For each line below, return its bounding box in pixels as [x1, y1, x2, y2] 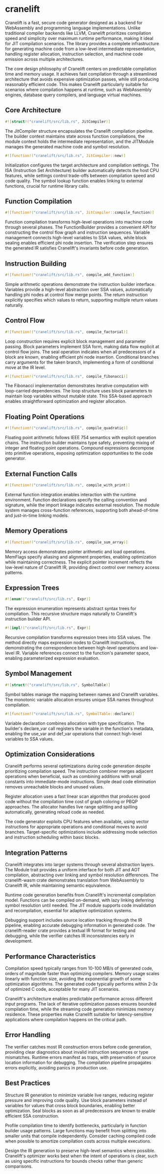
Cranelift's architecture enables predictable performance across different [5, 996, 153, 1002]
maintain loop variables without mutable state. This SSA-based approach [5, 393, 152, 399]
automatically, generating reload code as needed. [5, 809, 105, 815]
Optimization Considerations [5, 750, 95, 758]
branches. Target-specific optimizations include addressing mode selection [5, 829, 158, 835]
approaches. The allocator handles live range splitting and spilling [5, 804, 138, 810]
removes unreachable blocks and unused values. [5, 784, 104, 790]
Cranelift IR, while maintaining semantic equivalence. [5, 883, 112, 889]
